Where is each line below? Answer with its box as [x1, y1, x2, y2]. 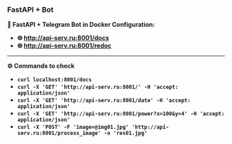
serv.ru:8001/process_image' [17, 130, 101, 137]
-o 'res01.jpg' [104, 130, 148, 137]
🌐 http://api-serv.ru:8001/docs [17, 34, 109, 42]
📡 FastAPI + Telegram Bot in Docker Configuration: [7, 21, 155, 29]
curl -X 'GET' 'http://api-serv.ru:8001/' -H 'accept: [17, 84, 179, 91]
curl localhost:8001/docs [17, 76, 92, 83]
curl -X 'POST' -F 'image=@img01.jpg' [17, 124, 129, 131]
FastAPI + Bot [7, 5, 54, 14]
